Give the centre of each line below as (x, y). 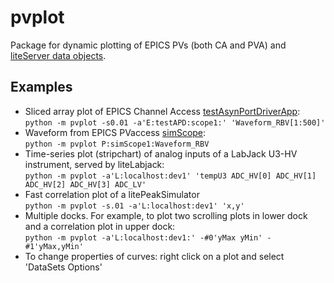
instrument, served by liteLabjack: (94, 164)
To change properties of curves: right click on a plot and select (154, 256)
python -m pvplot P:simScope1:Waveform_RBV (117, 144)
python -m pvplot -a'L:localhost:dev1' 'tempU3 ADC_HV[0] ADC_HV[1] (170, 176)
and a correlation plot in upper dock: (100, 226)
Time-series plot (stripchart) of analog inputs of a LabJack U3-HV (161, 153)
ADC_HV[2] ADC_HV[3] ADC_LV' (85, 184)
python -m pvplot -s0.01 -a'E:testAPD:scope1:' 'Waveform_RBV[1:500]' (175, 122)
